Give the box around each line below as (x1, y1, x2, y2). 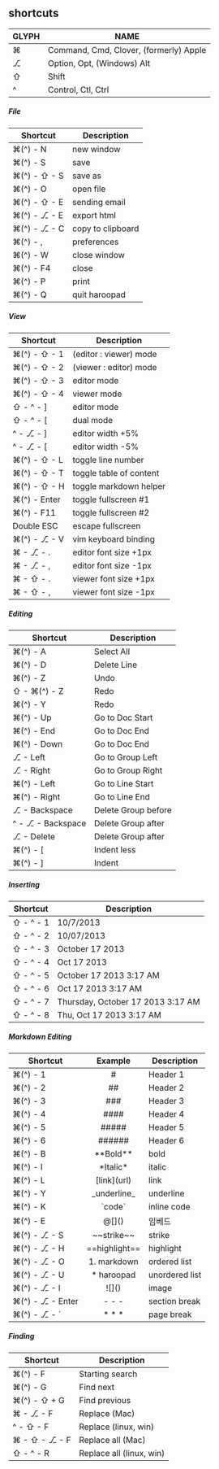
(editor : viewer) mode (72, 348, 157, 360)
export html (72, 209, 116, 220)
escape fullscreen (72, 520, 141, 531)
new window (72, 143, 121, 155)
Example (96, 1055, 131, 1066)
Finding (8, 1332, 35, 1341)
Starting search (79, 1368, 138, 1380)
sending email (72, 196, 126, 207)
